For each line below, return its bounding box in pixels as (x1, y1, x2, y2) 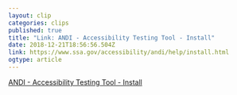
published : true (8, 26, 62, 34)
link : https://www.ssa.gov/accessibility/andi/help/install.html (8, 48, 229, 56)
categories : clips (8, 19, 69, 27)
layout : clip (8, 11, 52, 20)
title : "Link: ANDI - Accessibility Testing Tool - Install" (8, 33, 216, 42)
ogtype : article (8, 56, 62, 64)
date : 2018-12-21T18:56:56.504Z (8, 41, 115, 49)
